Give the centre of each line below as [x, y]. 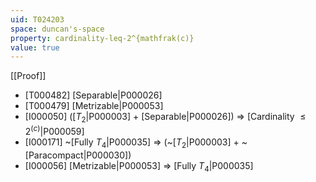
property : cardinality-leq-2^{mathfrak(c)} [102, 38]
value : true [35, 47]
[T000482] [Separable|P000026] [93, 95]
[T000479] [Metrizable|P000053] [94, 106]
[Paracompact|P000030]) [78, 155]
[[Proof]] [28, 76]
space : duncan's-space [57, 29]
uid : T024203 [37, 19]
